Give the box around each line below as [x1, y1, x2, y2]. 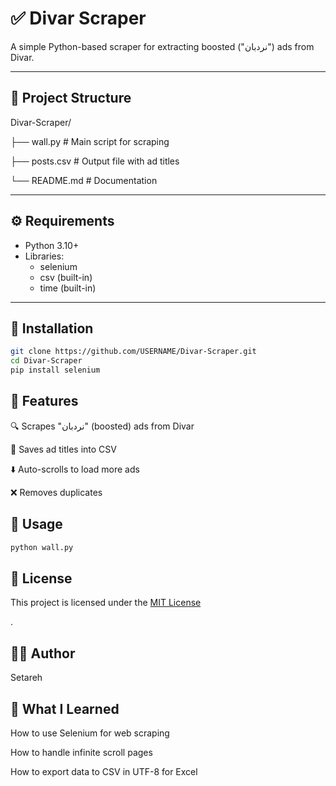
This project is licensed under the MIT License [10, 597, 202, 609]
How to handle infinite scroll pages [10, 746, 153, 758]
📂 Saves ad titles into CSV [10, 443, 117, 455]
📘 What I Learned [10, 700, 120, 717]
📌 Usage [10, 516, 63, 533]
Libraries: [24, 250, 65, 262]
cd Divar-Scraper [10, 356, 83, 366]
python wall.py [10, 542, 74, 552]
